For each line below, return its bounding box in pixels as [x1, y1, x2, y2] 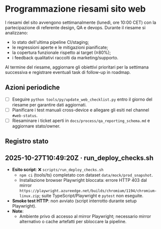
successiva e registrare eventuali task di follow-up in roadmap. [5, 69, 131, 75]
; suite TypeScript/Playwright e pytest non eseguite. [39, 193, 143, 199]
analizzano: [5, 30, 28, 35]
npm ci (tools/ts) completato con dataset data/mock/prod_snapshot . [19, 172, 153, 178]
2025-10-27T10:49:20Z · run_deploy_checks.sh [5, 154, 154, 162]
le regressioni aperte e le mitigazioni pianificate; [12, 44, 108, 50]
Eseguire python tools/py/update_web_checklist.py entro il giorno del [12, 96, 152, 102]
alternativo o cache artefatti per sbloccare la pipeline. [19, 219, 127, 225]
